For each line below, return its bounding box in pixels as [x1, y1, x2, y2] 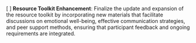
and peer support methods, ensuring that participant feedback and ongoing [6, 24, 190, 31]
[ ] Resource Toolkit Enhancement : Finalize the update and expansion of [6, 5, 184, 12]
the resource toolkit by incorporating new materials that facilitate [6, 11, 164, 18]
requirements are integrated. [6, 30, 76, 37]
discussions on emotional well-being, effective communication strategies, [6, 18, 185, 24]
